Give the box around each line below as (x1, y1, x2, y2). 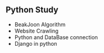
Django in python (14, 40, 57, 47)
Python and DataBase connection (14, 33, 98, 41)
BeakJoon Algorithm (14, 20, 66, 28)
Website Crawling (14, 27, 59, 34)
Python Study (5, 5, 59, 15)
